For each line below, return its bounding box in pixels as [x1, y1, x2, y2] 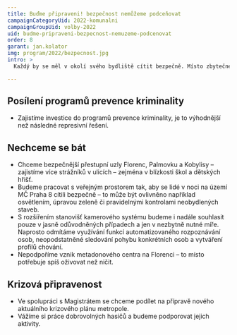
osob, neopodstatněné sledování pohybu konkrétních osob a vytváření [17, 236, 224, 244]
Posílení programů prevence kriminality [7, 95, 185, 107]
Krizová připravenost [7, 278, 102, 290]
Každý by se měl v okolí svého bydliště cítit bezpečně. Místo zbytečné [13, 63, 232, 70]
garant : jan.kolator [7, 43, 68, 50]
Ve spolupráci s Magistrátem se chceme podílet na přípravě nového [17, 297, 214, 305]
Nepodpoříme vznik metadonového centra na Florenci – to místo [17, 250, 205, 259]
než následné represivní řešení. [17, 121, 109, 130]
